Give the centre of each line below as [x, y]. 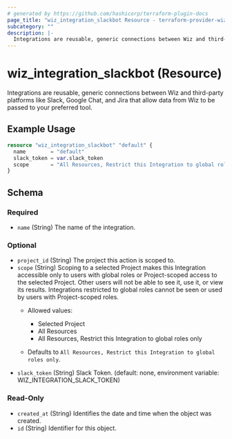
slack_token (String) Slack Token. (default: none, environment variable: [118, 373]
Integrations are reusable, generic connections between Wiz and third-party [115, 93]
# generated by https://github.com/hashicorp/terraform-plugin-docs [108, 14]
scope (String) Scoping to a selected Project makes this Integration [111, 268]
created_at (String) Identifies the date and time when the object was [114, 413]
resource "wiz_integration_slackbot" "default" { [80, 145]
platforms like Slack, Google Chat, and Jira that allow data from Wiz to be [111, 100]
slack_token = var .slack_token [58, 158]
